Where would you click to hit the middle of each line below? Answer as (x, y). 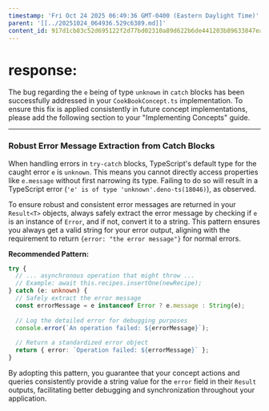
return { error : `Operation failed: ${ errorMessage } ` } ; (112, 350)
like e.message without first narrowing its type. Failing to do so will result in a (133, 180)
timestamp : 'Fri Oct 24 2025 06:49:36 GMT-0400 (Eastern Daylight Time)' (134, 16)
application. (28, 398)
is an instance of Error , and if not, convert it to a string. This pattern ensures (134, 221)
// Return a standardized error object (82, 343)
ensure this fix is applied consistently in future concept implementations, (128, 110)
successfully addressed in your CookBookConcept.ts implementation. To (126, 101)
